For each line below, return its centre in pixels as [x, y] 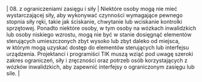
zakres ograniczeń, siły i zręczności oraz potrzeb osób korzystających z [97, 60]
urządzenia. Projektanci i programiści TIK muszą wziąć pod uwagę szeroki [100, 54]
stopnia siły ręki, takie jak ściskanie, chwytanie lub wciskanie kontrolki [94, 22]
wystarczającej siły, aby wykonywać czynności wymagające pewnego [95, 15]
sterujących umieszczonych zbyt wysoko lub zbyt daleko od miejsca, [93, 41]
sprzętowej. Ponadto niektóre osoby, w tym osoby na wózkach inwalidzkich [101, 28]
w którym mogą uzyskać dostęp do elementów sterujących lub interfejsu [98, 47]
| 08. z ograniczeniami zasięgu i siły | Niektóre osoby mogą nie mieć [92, 9]
